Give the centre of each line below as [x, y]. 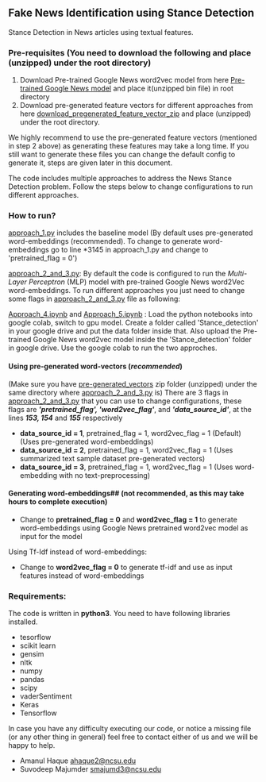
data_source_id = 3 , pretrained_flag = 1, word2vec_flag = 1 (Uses [126, 467]
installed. [23, 622]
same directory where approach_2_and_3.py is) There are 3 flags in [118, 392]
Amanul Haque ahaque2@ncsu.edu [78, 761]
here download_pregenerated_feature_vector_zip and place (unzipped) [135, 114]
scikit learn [38, 645]
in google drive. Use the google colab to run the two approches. [113, 348]
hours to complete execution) [58, 502]
